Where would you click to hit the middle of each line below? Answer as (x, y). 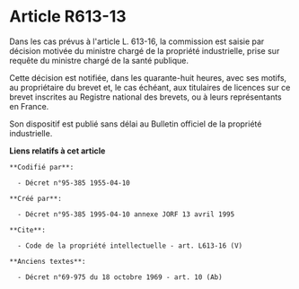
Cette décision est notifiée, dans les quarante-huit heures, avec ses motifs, (148, 77)
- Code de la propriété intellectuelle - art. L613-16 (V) (130, 245)
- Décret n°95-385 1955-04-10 (74, 183)
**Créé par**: (36, 198)
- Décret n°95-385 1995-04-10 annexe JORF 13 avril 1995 (126, 214)
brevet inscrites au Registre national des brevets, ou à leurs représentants (146, 97)
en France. (29, 106)
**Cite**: (28, 230)
